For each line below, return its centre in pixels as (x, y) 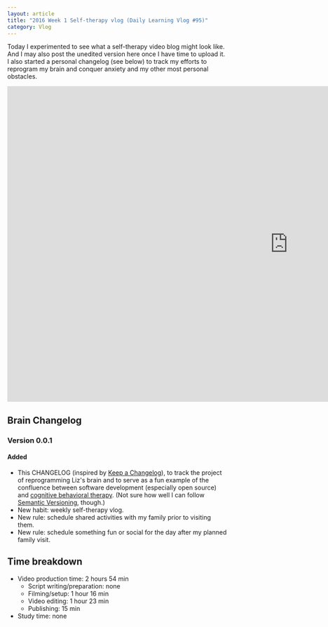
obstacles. (22, 76)
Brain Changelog (45, 420)
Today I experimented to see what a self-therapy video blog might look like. (116, 47)
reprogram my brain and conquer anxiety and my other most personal (108, 69)
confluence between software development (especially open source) (117, 487)
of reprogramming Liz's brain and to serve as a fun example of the (113, 480)
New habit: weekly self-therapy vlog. (70, 510)
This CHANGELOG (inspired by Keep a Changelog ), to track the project (119, 472)
